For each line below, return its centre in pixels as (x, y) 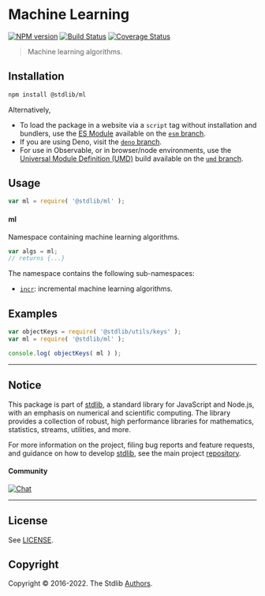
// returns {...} (37, 259)
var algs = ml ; (33, 251)
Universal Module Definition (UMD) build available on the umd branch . (131, 158)
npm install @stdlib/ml (47, 95)
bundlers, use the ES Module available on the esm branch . (113, 133)
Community (28, 471)
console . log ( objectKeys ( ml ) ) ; (65, 353)
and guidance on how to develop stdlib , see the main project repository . (125, 453)
